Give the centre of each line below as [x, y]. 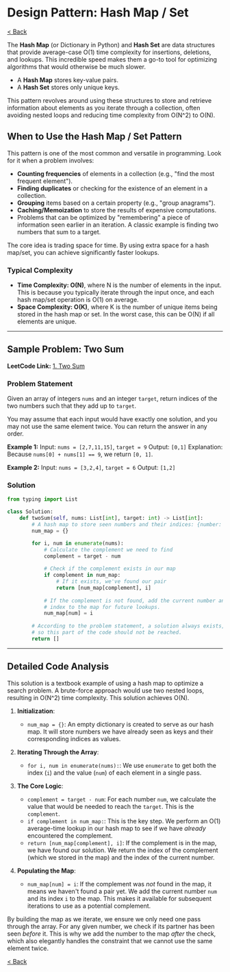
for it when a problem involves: [51, 160]
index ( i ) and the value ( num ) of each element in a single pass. [114, 773]
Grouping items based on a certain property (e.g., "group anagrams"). [116, 203]
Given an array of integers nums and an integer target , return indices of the [112, 399]
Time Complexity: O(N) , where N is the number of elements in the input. [119, 285]
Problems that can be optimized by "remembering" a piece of [103, 217]
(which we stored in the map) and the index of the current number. [121, 857]
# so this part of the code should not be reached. [107, 633]
